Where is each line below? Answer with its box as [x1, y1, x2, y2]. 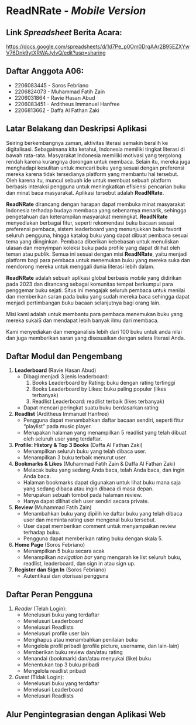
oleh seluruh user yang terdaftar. [23, 435, 102, 442]
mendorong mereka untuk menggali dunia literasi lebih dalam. [6, 263, 155, 270]
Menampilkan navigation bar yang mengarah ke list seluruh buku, [23, 554, 181, 561]
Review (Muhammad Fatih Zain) [14, 504, 92, 511]
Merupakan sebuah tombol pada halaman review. [23, 492, 142, 499]
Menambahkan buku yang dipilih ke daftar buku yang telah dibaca [23, 510, 183, 517]
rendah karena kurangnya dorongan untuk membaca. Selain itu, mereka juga [6, 158, 191, 165]
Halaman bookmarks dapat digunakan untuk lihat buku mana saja [23, 479, 181, 486]
